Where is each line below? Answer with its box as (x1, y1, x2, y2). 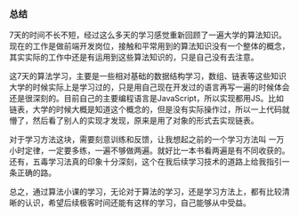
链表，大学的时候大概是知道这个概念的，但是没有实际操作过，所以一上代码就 (9, 104, 290, 115)
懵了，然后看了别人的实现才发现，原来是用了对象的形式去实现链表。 (9, 116, 259, 126)
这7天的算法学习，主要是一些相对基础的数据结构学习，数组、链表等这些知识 (9, 71, 287, 82)
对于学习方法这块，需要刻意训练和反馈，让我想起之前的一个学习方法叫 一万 (9, 134, 285, 145)
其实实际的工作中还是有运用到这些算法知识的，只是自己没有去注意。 (9, 52, 259, 63)
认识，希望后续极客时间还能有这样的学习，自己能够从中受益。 (24, 197, 251, 208)
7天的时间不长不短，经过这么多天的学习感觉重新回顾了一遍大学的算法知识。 (9, 29, 287, 41)
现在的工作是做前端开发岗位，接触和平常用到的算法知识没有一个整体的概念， (9, 41, 290, 52)
